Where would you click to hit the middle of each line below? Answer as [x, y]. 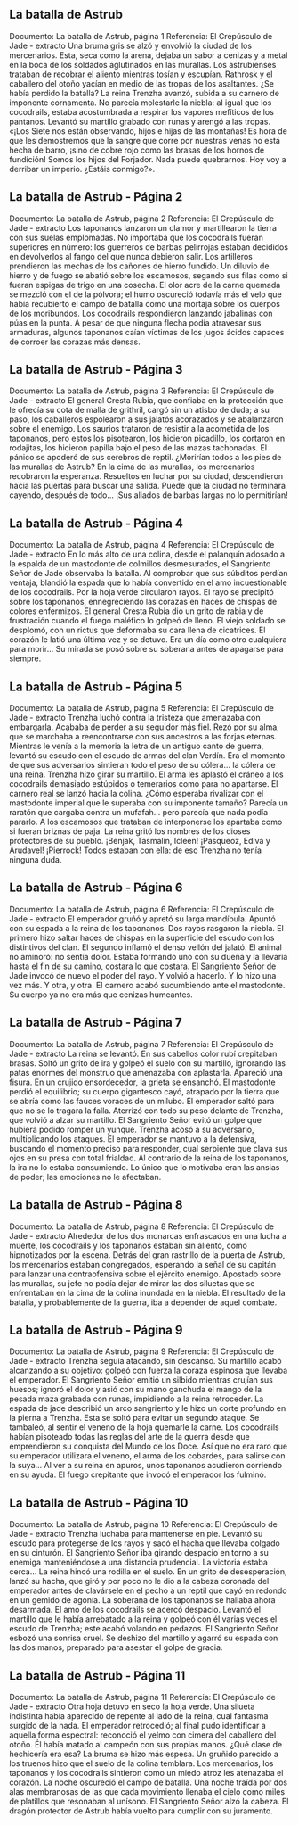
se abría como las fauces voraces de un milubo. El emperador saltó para [142, 1101]
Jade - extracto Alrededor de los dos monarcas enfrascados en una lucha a [148, 1235]
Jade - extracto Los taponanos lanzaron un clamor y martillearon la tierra [143, 227]
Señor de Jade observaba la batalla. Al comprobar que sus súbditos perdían [149, 574]
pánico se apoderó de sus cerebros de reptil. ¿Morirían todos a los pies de [145, 458]
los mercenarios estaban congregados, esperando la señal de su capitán [143, 1264]
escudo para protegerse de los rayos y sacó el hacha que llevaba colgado [145, 1543]
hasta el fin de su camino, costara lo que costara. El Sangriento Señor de [143, 966]
